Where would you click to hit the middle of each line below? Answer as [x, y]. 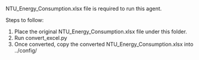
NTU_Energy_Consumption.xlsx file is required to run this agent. [84, 9]
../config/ [25, 50]
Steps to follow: [25, 20]
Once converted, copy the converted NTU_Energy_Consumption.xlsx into [104, 44]
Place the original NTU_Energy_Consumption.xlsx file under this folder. [100, 31]
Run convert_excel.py [41, 38]
